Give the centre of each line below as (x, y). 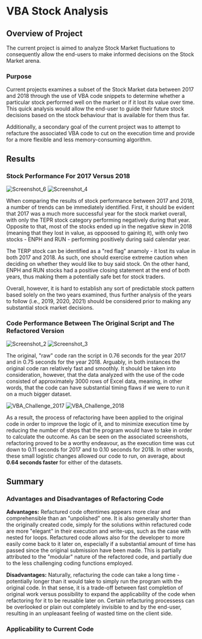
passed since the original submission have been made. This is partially (94, 550)
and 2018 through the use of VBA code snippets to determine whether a (96, 96)
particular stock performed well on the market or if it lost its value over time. (100, 102)
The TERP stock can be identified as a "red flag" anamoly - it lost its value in (101, 251)
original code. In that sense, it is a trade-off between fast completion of (95, 588)
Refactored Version (35, 330)
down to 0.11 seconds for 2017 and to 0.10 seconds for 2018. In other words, (100, 450)
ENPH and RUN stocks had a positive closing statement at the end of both (98, 270)
